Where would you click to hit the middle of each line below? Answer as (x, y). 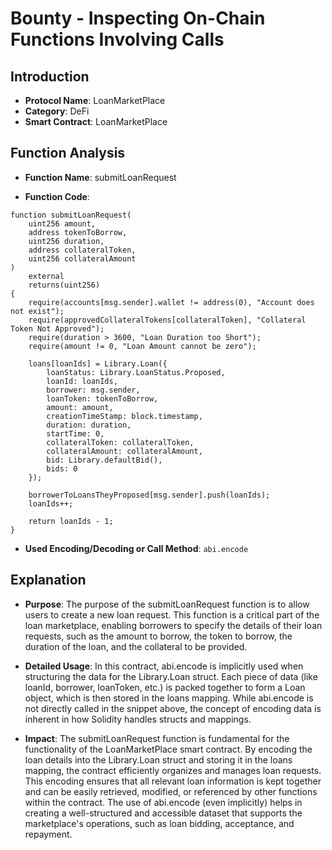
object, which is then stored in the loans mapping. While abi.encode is (169, 698)
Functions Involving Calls (117, 39)
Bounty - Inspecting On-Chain (138, 18)
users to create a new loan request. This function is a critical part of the (172, 614)
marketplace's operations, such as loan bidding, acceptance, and (159, 823)
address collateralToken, (82, 250)
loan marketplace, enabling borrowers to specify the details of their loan (173, 625)
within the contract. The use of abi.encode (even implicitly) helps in (163, 802)
